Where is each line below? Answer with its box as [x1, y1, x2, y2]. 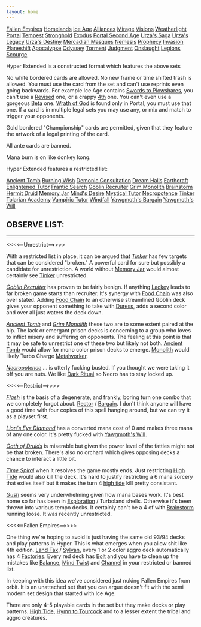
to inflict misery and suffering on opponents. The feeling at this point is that [6, 334, 192, 341]
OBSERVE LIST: [6, 220, 65, 230]
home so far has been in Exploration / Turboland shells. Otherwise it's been [6, 497, 191, 505]
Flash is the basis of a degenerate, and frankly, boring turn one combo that [6, 394, 191, 401]
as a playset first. [6, 413, 49, 420]
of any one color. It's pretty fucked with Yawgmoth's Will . [6, 431, 147, 438]
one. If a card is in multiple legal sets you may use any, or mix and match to [6, 106, 191, 113]
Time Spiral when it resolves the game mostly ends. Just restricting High [6, 467, 185, 474]
